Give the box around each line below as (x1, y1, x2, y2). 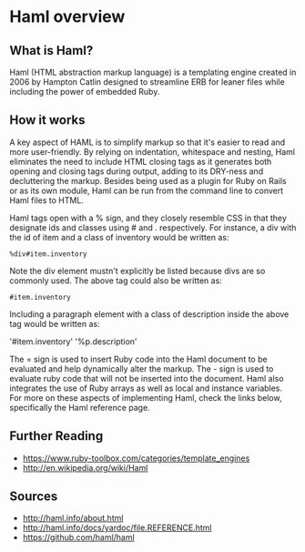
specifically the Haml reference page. (9, 402, 150, 413)
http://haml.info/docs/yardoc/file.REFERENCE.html (22, 522, 212, 534)
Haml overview (9, 6, 126, 27)
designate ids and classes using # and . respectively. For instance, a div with (9, 221, 297, 233)
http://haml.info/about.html (22, 513, 124, 524)
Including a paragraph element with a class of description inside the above (9, 308, 290, 320)
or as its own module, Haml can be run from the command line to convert (9, 185, 284, 196)
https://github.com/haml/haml (22, 532, 135, 543)
